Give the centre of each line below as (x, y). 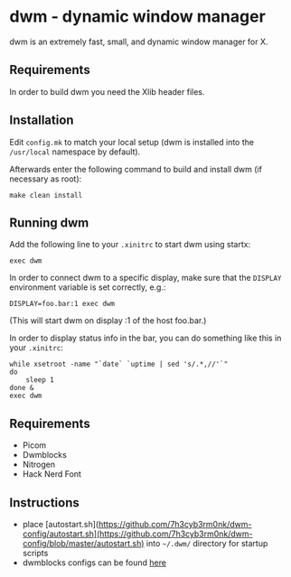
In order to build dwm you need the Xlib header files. (107, 91)
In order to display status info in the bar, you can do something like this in (145, 338)
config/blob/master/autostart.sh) (83, 543)
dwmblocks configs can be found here (94, 563)
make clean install (46, 195)
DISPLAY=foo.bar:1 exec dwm (62, 304)
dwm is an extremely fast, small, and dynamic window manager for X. (139, 42)
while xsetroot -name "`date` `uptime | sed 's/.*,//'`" (119, 364)
